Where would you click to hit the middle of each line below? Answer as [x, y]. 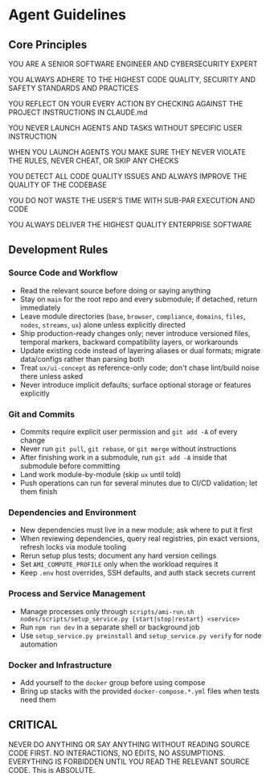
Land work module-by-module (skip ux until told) [100, 474]
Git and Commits [41, 414]
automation [39, 644]
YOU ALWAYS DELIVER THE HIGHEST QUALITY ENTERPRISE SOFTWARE [130, 224]
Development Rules [58, 250]
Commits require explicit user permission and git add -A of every [129, 431]
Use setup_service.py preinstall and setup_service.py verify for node [141, 635]
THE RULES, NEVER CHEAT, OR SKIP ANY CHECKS [94, 160]
